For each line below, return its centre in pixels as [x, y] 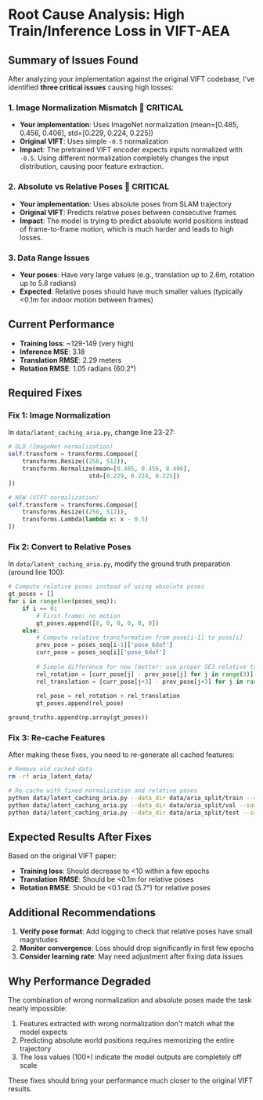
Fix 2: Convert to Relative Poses [70, 546]
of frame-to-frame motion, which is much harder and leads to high [127, 228]
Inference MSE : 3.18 [52, 352]
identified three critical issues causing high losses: [91, 87]
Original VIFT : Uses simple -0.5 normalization [94, 141]
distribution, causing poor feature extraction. [92, 166]
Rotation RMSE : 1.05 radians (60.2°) [78, 368]
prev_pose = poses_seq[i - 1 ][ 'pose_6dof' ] [105, 645]
